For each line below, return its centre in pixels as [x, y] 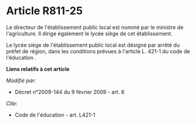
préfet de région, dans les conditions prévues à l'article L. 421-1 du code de [98, 51]
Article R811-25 [44, 11]
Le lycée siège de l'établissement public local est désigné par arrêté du [93, 45]
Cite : [12, 103]
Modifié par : [21, 80]
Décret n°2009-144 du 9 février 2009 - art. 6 [70, 92]
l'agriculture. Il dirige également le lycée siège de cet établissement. [89, 33]
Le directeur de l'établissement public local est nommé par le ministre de [95, 27]
